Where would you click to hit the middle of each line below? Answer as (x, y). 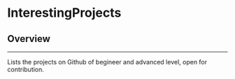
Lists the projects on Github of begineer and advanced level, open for (107, 62)
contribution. (26, 69)
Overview (29, 39)
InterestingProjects (64, 13)
